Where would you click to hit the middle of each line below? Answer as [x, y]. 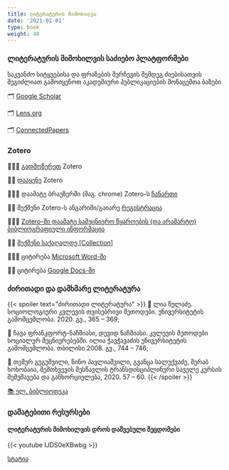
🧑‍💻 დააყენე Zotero [35, 180]
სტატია [18, 459]
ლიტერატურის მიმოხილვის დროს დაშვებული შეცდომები [94, 429]
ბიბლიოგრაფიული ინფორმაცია [56, 229]
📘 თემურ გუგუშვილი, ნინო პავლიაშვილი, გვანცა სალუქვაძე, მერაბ [108, 362]
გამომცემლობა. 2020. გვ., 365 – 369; [63, 319]
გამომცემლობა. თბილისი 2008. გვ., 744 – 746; [78, 348]
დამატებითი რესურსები [49, 412]
